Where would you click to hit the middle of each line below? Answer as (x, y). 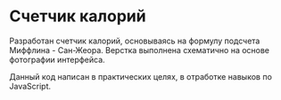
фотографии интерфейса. (57, 59)
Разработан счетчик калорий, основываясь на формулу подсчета (135, 41)
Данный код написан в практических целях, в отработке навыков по (140, 76)
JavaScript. (30, 86)
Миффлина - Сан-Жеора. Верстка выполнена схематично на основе (140, 50)
